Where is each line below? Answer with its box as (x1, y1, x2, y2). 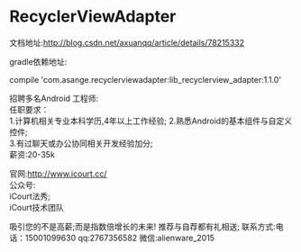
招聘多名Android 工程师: (9, 93, 99, 103)
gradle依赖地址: (9, 56, 68, 67)
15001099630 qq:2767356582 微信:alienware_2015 (24, 232, 214, 243)
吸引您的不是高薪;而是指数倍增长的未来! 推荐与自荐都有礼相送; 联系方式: (9, 220, 277, 231)
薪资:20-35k (9, 148, 56, 159)
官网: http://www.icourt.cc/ (9, 168, 107, 179)
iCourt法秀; (9, 191, 51, 202)
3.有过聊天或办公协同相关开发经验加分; (9, 138, 153, 148)
